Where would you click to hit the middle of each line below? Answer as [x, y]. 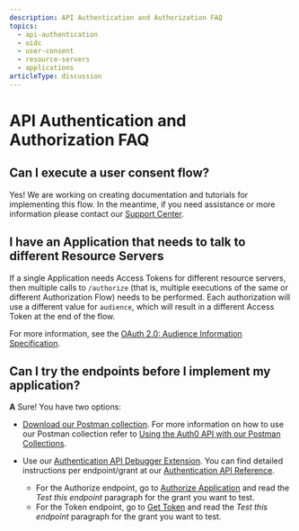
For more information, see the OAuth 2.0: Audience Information [126, 333]
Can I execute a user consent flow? [109, 173]
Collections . [44, 444]
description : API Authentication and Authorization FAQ [116, 18]
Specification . [35, 343]
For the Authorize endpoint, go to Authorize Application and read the [163, 488]
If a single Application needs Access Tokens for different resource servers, [148, 278]
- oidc [30, 43]
